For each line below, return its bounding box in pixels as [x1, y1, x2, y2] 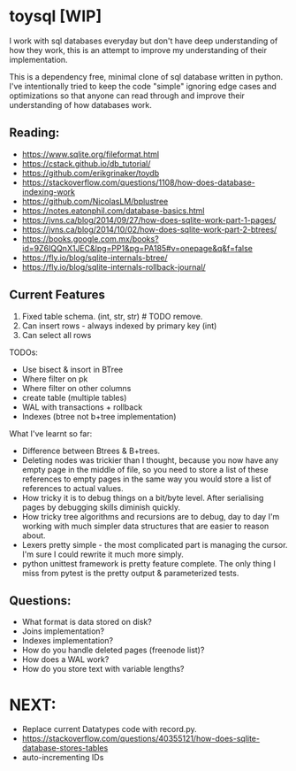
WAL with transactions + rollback [21, 401, 143, 412]
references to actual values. [21, 482, 124, 493]
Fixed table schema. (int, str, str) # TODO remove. [21, 311, 203, 321]
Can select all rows [21, 329, 92, 340]
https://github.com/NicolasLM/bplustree [21, 196, 169, 206]
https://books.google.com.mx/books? [21, 233, 159, 244]
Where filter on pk [21, 374, 88, 384]
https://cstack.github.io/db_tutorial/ [21, 158, 151, 169]
